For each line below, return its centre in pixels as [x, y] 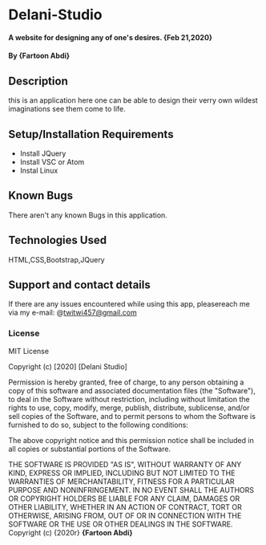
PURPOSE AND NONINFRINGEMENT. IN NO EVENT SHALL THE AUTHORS [131, 490]
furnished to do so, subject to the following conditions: [98, 425]
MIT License [29, 351]
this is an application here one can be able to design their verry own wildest [133, 100]
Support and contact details [79, 285]
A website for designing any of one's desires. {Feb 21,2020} [111, 37]
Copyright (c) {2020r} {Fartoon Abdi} [71, 532]
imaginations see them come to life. [67, 109]
